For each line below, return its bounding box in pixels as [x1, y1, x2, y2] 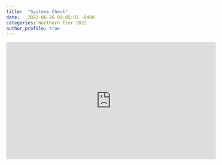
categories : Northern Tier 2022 [6, 20, 87, 26]
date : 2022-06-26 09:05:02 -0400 [6, 14, 95, 20]
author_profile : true [6, 25, 60, 32]
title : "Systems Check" [6, 8, 68, 15]
